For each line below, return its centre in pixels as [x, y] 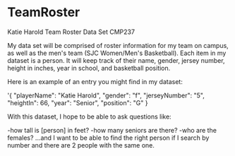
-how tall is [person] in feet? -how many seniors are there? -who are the [112, 130]
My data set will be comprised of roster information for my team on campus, [118, 45]
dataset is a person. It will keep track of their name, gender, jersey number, [116, 60]
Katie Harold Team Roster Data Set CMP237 [71, 32]
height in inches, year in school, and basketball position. [89, 68]
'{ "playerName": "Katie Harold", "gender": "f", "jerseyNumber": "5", [106, 95]
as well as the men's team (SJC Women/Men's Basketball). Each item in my [117, 53]
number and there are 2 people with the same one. [81, 145]
